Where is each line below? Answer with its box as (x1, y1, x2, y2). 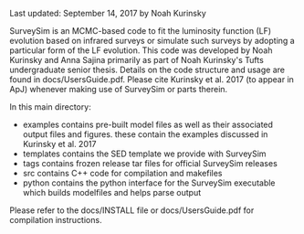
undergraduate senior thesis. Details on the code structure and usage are (9, 64, 286, 75)
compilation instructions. (9, 215, 102, 225)
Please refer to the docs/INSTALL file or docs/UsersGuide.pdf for (9, 205, 255, 216)
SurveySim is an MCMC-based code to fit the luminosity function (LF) (9, 26, 272, 36)
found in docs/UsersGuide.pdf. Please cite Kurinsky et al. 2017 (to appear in (9, 74, 295, 85)
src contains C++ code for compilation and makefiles (22, 168, 223, 178)
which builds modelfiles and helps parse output (22, 187, 202, 197)
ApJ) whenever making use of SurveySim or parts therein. (9, 84, 228, 94)
